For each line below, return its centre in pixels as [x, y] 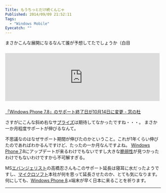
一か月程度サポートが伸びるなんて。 [42, 129]
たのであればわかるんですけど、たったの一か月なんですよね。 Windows [78, 145]
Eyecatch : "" [19, 28]
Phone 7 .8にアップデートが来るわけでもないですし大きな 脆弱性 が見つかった [82, 151]
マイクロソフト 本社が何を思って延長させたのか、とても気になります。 [89, 174]
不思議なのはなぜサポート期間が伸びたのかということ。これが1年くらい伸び [82, 139]
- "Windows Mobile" [30, 24]
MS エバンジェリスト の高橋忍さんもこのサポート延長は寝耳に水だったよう [80, 168]
